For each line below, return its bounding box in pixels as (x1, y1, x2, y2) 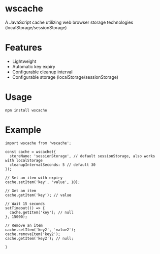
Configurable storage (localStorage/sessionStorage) (12, 74, 119, 80)
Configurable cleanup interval (12, 69, 73, 75)
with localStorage (5, 158, 43, 163)
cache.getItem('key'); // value (5, 193, 71, 198)
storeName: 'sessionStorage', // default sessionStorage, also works (9, 153, 155, 158)
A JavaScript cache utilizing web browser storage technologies (5, 19, 133, 25)
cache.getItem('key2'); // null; (5, 236, 74, 241)
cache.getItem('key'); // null (9, 210, 74, 215)
